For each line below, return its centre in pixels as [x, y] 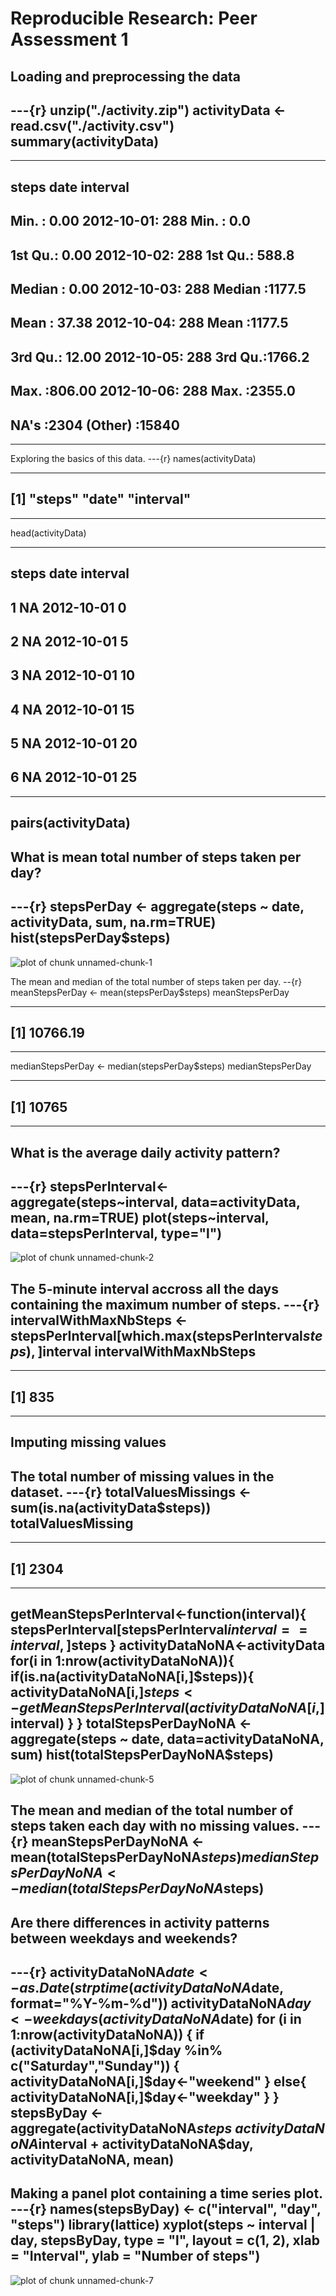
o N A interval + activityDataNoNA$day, [132, 2143]
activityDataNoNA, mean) [92, 2159]
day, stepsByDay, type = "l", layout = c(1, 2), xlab [165, 2240]
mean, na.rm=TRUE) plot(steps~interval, [140, 1217]
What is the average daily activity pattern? [145, 1152]
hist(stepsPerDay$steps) [90, 938]
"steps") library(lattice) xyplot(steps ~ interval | [163, 2225]
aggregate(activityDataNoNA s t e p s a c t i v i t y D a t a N [167, 2128]
